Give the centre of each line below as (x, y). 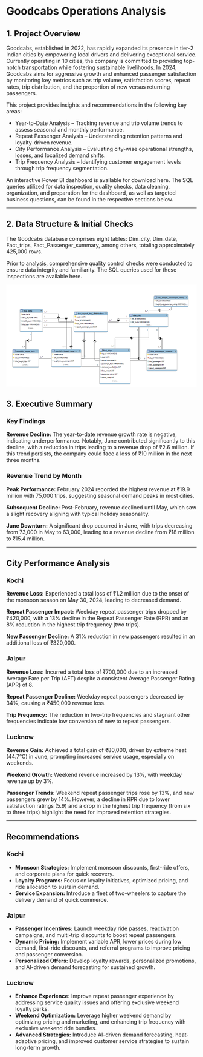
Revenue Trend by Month (44, 476)
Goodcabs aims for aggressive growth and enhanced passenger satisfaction (101, 74)
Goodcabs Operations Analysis (86, 11)
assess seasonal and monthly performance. (69, 129)
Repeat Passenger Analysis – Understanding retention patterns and (98, 136)
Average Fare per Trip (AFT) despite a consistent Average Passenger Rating (101, 678)
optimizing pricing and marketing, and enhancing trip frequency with (100, 1022)
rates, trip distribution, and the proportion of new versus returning (88, 87)
